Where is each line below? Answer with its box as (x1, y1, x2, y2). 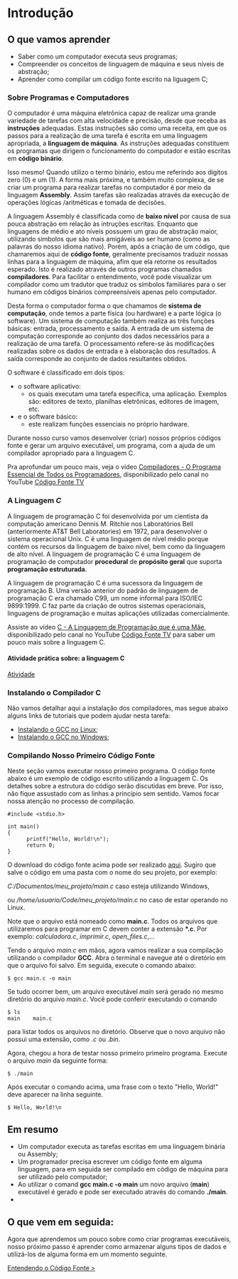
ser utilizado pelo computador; (17, 1173, 108, 1181)
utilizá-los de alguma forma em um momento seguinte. (7, 1250, 168, 1258)
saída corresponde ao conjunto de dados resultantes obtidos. (7, 355, 188, 363)
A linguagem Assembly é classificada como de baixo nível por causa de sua (7, 212, 231, 221)
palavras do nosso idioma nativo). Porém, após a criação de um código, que (7, 242, 230, 251)
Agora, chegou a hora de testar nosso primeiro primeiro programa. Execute (7, 1049, 227, 1058)
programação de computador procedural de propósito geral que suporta (7, 557, 222, 565)
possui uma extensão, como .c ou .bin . (7, 1035, 121, 1044)
